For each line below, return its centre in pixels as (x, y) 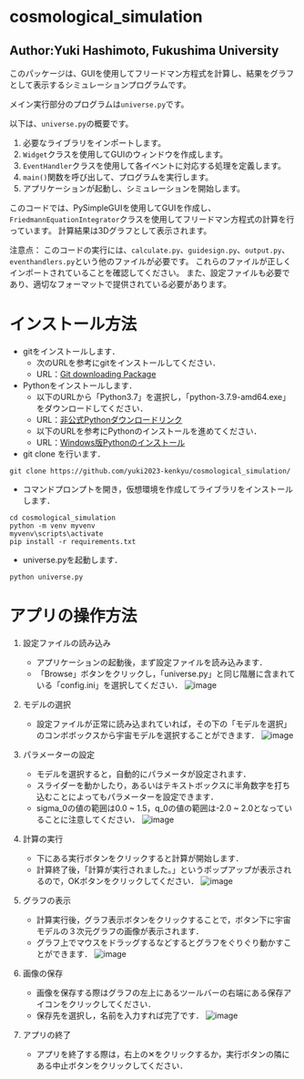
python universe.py (46, 577)
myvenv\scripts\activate (56, 534)
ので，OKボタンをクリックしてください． (122, 880)
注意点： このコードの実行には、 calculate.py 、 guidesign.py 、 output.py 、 (150, 250)
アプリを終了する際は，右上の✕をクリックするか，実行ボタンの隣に (163, 1053)
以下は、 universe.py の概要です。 (71, 123)
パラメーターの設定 (59, 755)
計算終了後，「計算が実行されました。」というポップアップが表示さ (160, 869)
